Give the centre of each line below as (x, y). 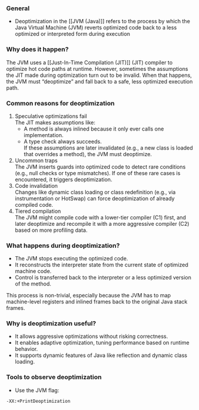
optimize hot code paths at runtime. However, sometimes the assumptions (97, 69)
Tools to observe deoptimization (54, 377)
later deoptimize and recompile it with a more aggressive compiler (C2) (102, 223)
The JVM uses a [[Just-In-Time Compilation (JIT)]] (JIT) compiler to (89, 62)
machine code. (33, 271)
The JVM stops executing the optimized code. (71, 259)
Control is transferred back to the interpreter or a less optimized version (103, 278)
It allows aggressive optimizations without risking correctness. (91, 336)
